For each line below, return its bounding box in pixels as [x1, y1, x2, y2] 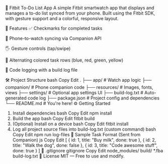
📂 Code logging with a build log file [5, 67, 78, 73]
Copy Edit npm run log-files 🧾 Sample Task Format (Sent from [12, 132, 141, 137]
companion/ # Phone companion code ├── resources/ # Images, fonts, [5, 84, 153, 90]
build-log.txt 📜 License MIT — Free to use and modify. [12, 153, 125, 159]
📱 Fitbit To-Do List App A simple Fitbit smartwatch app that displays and [5, 5, 154, 11]
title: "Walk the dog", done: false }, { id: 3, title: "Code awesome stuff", [12, 142, 158, 148]
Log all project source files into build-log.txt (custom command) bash [12, 126, 156, 132]
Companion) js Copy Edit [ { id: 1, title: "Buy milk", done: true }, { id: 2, [12, 137, 156, 143]
